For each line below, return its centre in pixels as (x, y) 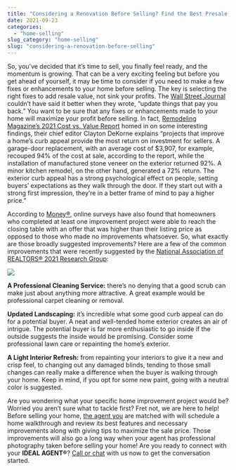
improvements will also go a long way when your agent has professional (111, 438)
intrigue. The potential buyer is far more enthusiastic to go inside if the (109, 329)
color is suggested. (35, 387)
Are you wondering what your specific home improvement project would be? (118, 401)
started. (19, 461)
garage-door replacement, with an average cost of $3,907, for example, (111, 148)
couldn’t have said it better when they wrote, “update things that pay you (113, 103)
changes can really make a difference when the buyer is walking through (112, 372)
